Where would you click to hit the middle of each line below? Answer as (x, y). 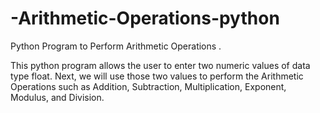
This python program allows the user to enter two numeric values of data (160, 65)
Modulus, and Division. (57, 97)
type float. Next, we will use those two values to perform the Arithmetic (157, 76)
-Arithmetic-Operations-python (145, 18)
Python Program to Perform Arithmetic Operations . (116, 46)
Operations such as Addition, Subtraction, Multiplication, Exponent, (148, 86)
